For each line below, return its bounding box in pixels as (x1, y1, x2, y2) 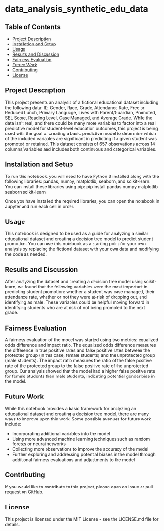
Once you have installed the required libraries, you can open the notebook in (5, 198, 160, 204)
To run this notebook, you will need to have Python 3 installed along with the (5, 173, 159, 179)
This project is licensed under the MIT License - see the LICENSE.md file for (5, 516, 159, 522)
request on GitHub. (5, 489, 44, 495)
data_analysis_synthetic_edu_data (5, 3, 148, 15)
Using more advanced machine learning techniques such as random (12, 436, 150, 442)
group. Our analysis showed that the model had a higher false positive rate (5, 368, 156, 374)
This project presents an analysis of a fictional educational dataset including (5, 99, 159, 105)
